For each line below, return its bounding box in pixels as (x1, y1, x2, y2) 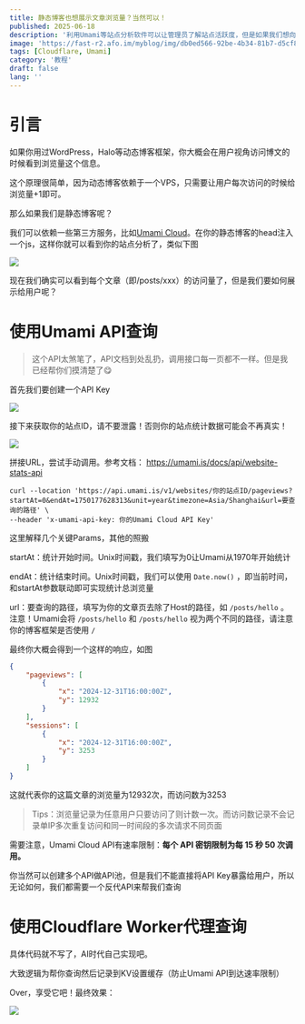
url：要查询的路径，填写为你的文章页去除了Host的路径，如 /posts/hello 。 (9, 601, 289, 612)
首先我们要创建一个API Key (9, 384, 111, 395)
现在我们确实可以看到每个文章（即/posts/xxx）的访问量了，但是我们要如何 (9, 275, 288, 286)
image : (9, 38, 34, 48)
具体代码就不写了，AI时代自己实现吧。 (9, 948, 152, 959)
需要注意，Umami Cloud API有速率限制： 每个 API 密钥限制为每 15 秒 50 (9, 838, 276, 850)
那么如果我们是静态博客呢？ (9, 207, 113, 218)
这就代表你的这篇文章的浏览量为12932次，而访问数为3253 (9, 788, 227, 800)
